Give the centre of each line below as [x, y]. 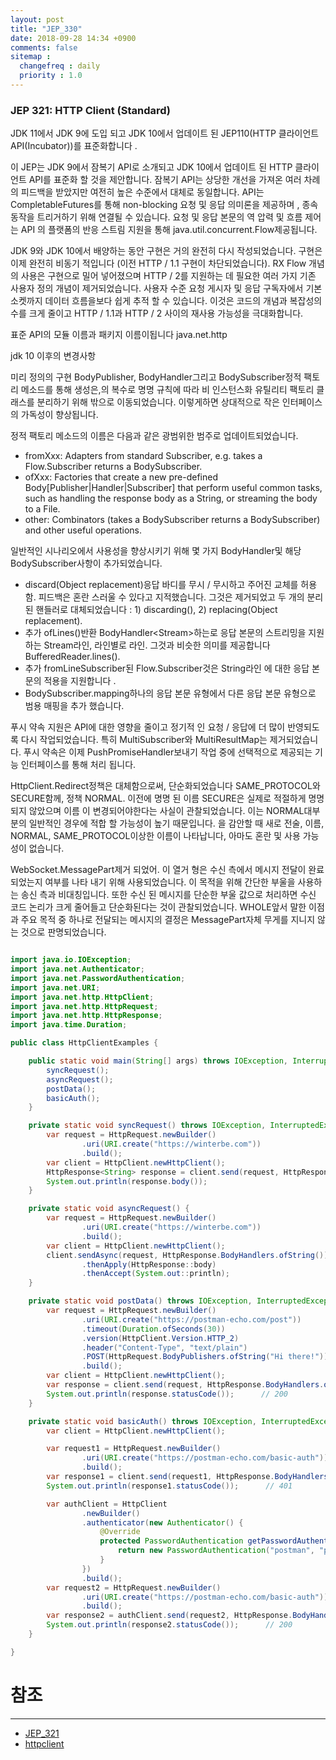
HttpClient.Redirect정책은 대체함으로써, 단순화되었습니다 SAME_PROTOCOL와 [165, 786]
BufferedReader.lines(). [72, 657]
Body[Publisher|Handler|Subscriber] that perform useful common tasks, [173, 488]
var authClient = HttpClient [107, 1504]
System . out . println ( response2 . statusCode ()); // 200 [169, 1625]
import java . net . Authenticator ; [77, 969]
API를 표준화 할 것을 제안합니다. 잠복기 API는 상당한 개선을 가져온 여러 [165, 180]
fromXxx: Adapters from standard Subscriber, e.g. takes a [143, 456]
